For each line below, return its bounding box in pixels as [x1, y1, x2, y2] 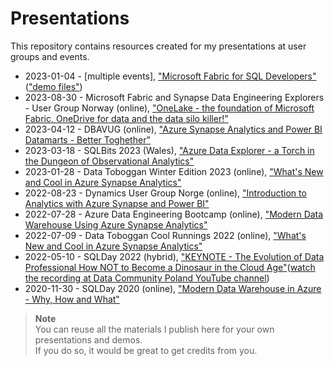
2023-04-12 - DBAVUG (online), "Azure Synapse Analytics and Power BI [24, 123, 323, 135]
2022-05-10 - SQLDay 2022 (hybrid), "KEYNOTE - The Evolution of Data [24, 250, 325, 262]
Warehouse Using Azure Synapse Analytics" [24, 218, 208, 231]
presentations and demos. [34, 333, 143, 346]
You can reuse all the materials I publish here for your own [34, 323, 275, 335]
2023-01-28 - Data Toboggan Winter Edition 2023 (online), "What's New [24, 165, 324, 177]
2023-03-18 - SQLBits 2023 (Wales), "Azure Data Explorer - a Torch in [24, 144, 315, 156]
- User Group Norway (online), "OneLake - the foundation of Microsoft [24, 102, 315, 114]
